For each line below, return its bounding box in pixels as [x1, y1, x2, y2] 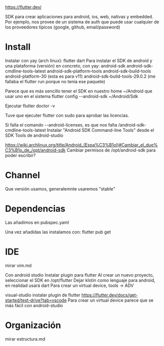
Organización [5, 319, 61, 331]
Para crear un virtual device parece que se [68, 297, 154, 303]
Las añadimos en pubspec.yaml [5, 219, 70, 225]
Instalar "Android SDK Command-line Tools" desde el [47, 127, 154, 133]
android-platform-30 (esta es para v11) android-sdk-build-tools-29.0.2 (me [5, 73, 156, 79]
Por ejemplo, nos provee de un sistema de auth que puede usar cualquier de [5, 19, 160, 25]
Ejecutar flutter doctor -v [5, 103, 55, 109]
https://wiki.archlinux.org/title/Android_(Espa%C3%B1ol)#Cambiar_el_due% [5, 142, 158, 148]
